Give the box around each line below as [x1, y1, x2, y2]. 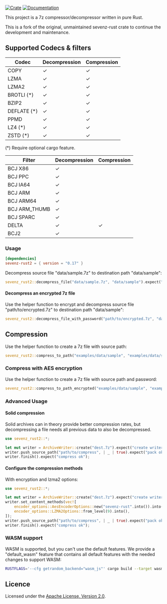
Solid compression [5, 410, 45, 416]
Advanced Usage [5, 397, 48, 404]
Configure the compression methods [5, 465, 83, 471]
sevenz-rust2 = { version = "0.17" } [5, 261, 83, 266]
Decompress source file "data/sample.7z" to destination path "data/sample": [5, 270, 162, 276]
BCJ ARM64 [7, 197, 37, 204]
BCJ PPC [7, 173, 29, 180]
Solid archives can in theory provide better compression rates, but [5, 421, 141, 427]
